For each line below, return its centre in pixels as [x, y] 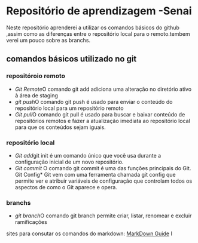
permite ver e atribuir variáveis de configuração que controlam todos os [103, 181]
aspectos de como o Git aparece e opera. [66, 187]
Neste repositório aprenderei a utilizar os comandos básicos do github [93, 27]
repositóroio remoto [36, 76]
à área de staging [36, 95]
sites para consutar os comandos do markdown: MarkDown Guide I [89, 233]
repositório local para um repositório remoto [69, 108]
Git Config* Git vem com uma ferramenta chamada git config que [95, 174]
